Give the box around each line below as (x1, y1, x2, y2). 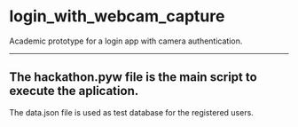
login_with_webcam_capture (9, 6, 225, 27)
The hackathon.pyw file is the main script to (9, 69, 257, 85)
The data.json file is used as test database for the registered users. (9, 107, 255, 117)
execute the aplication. (9, 83, 139, 99)
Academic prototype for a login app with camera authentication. (9, 36, 243, 46)
